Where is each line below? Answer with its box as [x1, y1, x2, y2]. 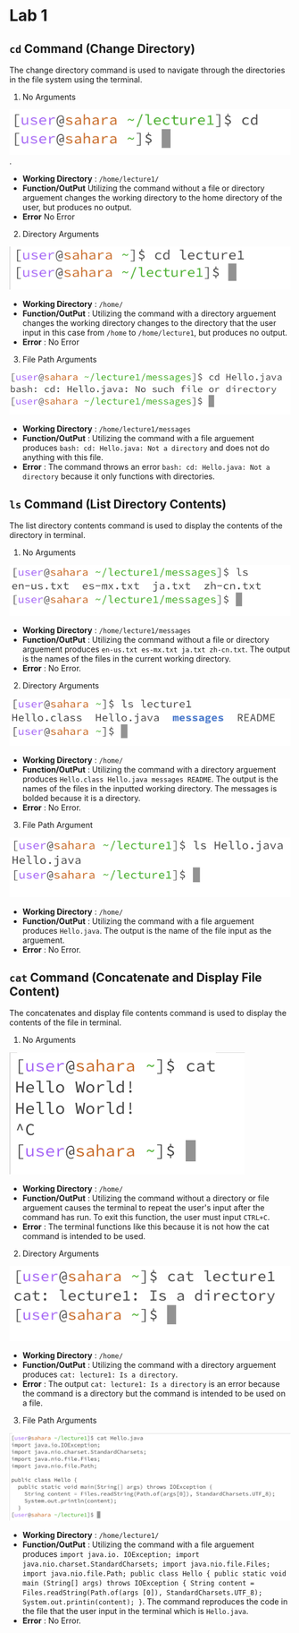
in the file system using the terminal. [9, 74, 143, 85]
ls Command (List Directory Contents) [9, 497, 227, 512]
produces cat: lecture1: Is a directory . [21, 1369, 179, 1380]
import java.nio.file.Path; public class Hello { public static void [21, 1569, 287, 1578]
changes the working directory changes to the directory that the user [21, 317, 277, 328]
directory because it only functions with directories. [21, 471, 216, 482]
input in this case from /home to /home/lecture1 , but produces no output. [21, 327, 288, 338]
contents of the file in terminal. [9, 1017, 122, 1028]
